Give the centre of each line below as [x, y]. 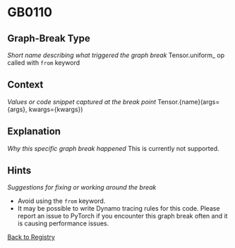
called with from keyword [44, 63]
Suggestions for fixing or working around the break [82, 187]
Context [25, 85]
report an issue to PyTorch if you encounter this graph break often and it [122, 216]
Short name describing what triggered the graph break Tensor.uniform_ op [116, 55]
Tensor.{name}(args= [189, 101]
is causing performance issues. [63, 223]
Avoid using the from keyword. [61, 201]
